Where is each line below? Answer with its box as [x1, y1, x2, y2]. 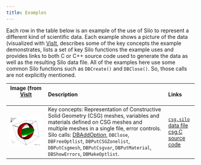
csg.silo [168, 117, 190, 123]
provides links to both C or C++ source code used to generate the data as [6, 52, 188, 59]
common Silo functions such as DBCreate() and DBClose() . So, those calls [6, 65, 187, 72]
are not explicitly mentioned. [6, 71, 77, 78]
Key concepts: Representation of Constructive [47, 106, 162, 113]
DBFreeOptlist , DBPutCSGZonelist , [47, 137, 130, 145]
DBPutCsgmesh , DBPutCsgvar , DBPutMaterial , [47, 144, 152, 151]
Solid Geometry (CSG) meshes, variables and [47, 112, 160, 120]
